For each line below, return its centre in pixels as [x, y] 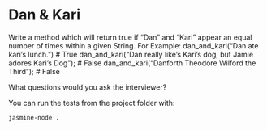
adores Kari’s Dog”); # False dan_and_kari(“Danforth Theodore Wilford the [132, 63]
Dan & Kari [45, 15]
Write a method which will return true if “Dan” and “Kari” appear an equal [130, 37]
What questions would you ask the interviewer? [88, 87]
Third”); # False [34, 71]
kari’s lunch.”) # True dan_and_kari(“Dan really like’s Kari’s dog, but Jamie [131, 54]
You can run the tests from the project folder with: [92, 103]
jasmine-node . [34, 117]
